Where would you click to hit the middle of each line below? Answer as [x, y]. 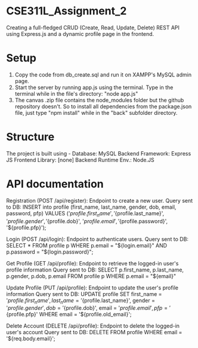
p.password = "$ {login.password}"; [50, 252]
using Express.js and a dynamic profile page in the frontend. [80, 33]
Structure [30, 137]
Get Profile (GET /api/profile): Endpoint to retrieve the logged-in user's [92, 263]
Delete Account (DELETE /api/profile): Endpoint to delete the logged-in [93, 326]
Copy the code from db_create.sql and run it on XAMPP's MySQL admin [103, 74]
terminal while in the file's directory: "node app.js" [76, 93]
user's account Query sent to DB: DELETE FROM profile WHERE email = [94, 332]
